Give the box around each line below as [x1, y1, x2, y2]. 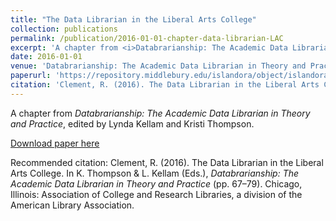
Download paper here [10, 137, 100, 149]
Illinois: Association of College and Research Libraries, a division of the [10, 188, 303, 200]
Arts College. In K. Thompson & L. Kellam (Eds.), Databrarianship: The [10, 167, 300, 179]
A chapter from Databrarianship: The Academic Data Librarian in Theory [10, 107, 311, 119]
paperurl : [10, 71, 52, 81]
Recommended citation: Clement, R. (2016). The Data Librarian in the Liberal [10, 156, 324, 168]
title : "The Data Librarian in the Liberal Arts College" [10, 14, 257, 25]
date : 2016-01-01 [10, 52, 83, 62]
